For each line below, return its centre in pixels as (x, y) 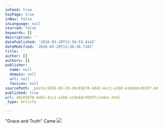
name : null (21, 70)
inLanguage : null (23, 24)
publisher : (16, 65)
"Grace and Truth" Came (30, 121)
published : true (22, 93)
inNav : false (19, 19)
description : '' (22, 38)
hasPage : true (20, 14)
